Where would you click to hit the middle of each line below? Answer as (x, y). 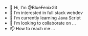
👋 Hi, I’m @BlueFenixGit (33, 8)
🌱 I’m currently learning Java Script (45, 18)
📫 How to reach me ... (32, 28)
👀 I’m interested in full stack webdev (46, 13)
